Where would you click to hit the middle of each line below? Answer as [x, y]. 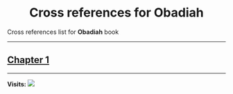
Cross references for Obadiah [116, 13]
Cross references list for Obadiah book [63, 32]
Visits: [17, 84]
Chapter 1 [28, 60]
